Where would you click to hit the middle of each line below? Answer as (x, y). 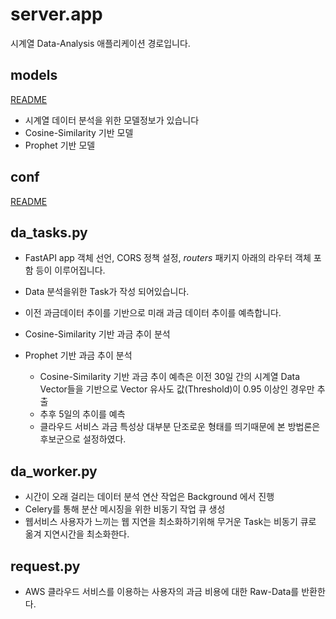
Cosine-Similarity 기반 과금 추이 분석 (97, 334)
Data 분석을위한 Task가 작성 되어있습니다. (107, 292)
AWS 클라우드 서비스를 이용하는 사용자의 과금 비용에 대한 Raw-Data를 (162, 591)
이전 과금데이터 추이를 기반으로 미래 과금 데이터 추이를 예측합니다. (153, 313)
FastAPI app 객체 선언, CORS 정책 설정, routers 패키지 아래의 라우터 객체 (168, 258)
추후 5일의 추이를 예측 (82, 414)
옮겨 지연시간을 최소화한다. (77, 534)
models (34, 75)
